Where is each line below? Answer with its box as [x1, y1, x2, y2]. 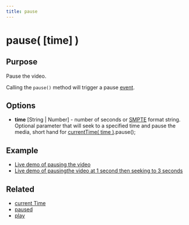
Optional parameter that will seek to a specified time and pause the [14, 122, 176, 129]
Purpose [6, 57, 38, 67]
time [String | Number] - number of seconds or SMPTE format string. [14, 116, 181, 123]
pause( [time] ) [6, 33, 79, 47]
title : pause [6, 8, 38, 15]
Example [6, 146, 38, 155]
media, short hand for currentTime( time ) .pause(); [14, 129, 136, 136]
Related [6, 184, 35, 194]
